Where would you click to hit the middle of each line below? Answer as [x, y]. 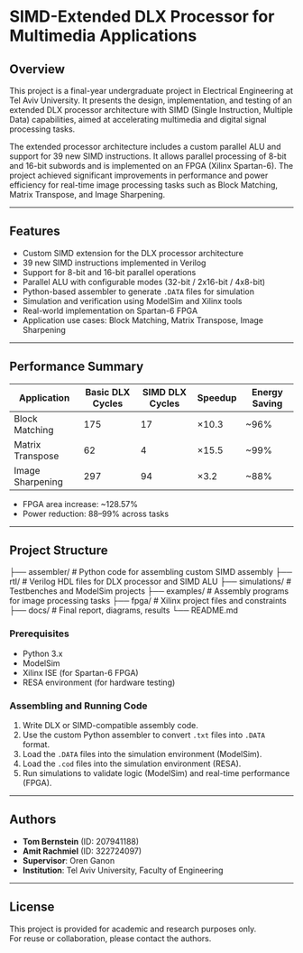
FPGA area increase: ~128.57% [80, 504]
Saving [267, 403]
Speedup [217, 397]
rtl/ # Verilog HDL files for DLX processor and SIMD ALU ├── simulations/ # [150, 582]
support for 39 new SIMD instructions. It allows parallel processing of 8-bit [148, 156]
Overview [37, 69]
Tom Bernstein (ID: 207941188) [81, 841]
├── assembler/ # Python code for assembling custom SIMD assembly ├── [151, 572]
